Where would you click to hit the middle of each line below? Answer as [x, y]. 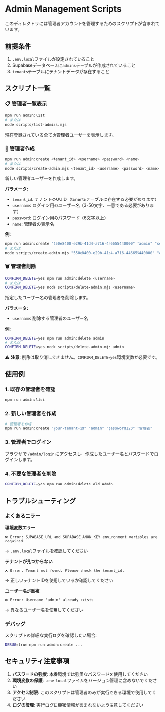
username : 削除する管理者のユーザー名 [50, 318]
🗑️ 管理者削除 [21, 266]
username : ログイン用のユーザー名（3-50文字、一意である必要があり [81, 205]
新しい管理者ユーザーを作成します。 [41, 178]
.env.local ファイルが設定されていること [53, 59]
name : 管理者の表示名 [33, 224]
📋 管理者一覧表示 [26, 104]
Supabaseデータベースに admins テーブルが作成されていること [74, 65]
